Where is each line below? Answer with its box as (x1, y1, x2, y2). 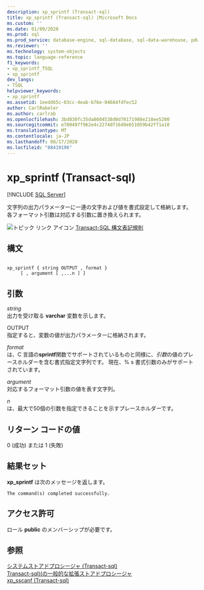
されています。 (7, 366, 44, 374)
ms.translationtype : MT (7, 128, 67, 134)
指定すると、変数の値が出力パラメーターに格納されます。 (7, 332, 150, 339)
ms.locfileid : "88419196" (7, 144, 72, 151)
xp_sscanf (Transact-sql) (7, 577, 69, 584)
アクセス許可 (7, 509, 54, 519)
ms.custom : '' (7, 20, 43, 26)
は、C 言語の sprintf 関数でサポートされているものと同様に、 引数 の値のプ (7, 351, 188, 358)
